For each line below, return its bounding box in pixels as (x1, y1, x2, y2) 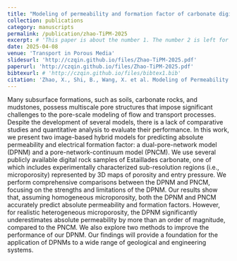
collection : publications (7, 17, 83, 24)
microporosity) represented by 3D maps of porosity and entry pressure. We (7, 170, 227, 179)
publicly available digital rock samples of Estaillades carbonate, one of (7, 156, 212, 164)
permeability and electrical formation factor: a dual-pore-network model (7, 141, 217, 149)
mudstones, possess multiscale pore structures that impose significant (7, 103, 213, 112)
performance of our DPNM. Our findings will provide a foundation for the (7, 231, 219, 239)
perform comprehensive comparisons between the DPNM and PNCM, (7, 178, 210, 187)
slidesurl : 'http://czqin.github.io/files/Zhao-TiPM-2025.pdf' (7, 57, 197, 64)
